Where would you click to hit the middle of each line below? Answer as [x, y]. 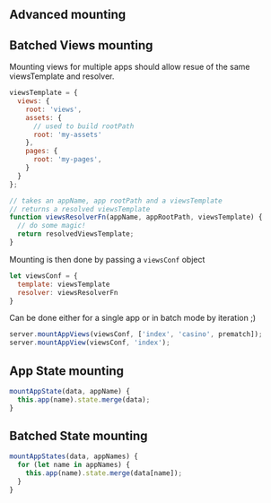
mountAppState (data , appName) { [70, 392]
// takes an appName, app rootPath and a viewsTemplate [116, 201]
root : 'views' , [54, 109]
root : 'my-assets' [67, 134]
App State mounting [66, 371]
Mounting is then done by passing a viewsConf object [107, 259]
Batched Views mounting [81, 45]
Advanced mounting [68, 15]
